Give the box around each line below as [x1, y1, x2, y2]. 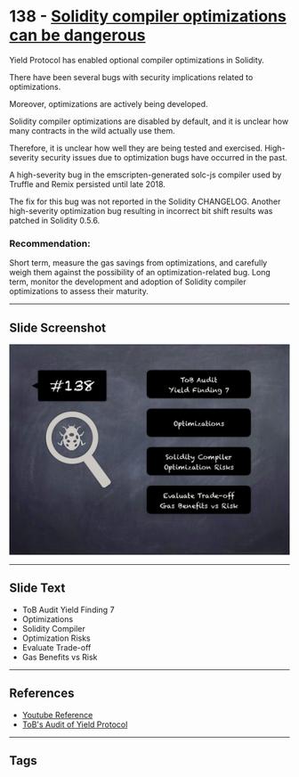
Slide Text [9, 581, 66, 596]
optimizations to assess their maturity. [9, 286, 149, 297]
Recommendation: [9, 237, 91, 249]
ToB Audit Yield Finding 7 [21, 604, 115, 615]
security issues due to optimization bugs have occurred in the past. [40, 151, 287, 162]
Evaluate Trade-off [21, 642, 92, 652]
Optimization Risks [21, 633, 91, 643]
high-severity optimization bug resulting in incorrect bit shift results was [9, 205, 273, 216]
